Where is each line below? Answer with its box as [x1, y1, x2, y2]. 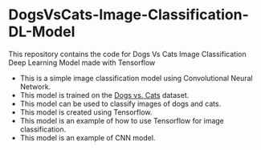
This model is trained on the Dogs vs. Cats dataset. [19, 90, 190, 99]
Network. [19, 82, 51, 91]
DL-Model [8, 22, 75, 41]
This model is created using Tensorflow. [19, 107, 153, 117]
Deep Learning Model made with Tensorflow [8, 58, 156, 67]
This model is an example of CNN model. [19, 132, 156, 142]
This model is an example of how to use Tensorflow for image [19, 116, 225, 125]
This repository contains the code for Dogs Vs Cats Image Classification [8, 49, 247, 59]
